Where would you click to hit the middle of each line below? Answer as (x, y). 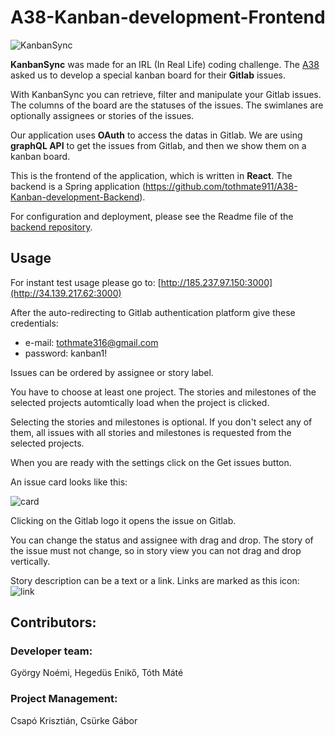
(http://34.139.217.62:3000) (66, 293)
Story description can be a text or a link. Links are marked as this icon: (155, 580)
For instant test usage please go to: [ (86, 282)
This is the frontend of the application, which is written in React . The (151, 175)
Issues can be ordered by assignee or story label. (112, 372)
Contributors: (53, 622)
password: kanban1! (66, 353)
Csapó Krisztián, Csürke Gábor (74, 720)
